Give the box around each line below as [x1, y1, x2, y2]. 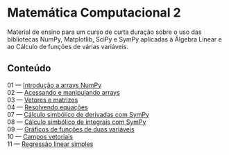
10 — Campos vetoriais [7, 132, 74, 140]
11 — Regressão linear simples [7, 140, 94, 148]
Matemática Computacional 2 [7, 5, 182, 21]
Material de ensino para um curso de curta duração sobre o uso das [7, 28, 202, 36]
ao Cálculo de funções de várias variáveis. [7, 42, 128, 51]
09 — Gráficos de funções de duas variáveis [7, 125, 135, 133]
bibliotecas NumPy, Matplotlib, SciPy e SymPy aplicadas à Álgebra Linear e [7, 35, 222, 43]
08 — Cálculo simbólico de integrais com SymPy [7, 118, 146, 126]
